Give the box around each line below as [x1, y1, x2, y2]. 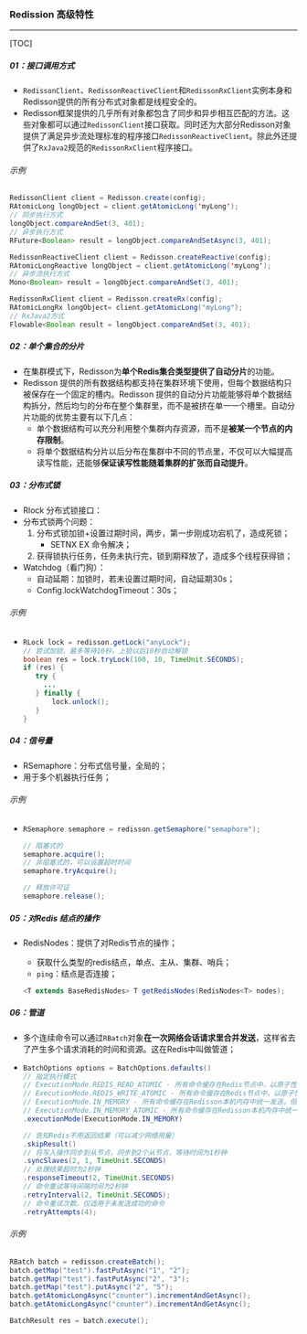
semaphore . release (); [22, 891, 106, 902]
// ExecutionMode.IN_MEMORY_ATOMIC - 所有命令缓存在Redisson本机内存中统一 [22, 1106, 299, 1115]
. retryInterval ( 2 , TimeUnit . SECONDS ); [22, 1190, 171, 1200]
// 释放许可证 [22, 883, 70, 892]
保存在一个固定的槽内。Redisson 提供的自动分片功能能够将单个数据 [30, 389, 285, 400]
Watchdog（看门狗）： [22, 561, 107, 572]
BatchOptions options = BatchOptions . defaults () [22, 1063, 212, 1073]
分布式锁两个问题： [22, 516, 96, 527]
